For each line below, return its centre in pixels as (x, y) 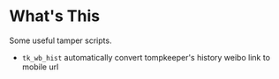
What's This (54, 16)
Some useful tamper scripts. (60, 40)
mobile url (40, 67)
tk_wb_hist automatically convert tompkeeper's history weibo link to (146, 57)
